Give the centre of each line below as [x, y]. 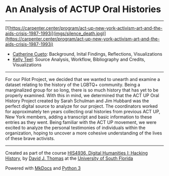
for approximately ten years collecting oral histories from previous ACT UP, [83, 111]
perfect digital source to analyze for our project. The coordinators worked [81, 106]
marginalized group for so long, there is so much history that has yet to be [82, 90]
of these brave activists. [30, 138]
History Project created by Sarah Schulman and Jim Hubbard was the [77, 101]
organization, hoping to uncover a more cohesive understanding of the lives [84, 133]
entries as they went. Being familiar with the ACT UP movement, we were [81, 122]
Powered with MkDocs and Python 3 [43, 168]
